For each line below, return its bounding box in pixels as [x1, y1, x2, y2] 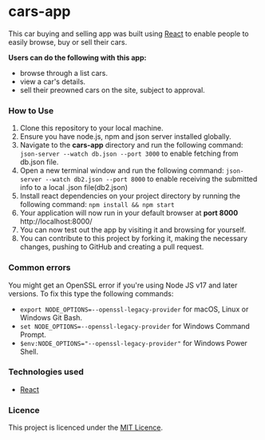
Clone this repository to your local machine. [19, 123, 164, 133]
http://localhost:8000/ [19, 216, 93, 226]
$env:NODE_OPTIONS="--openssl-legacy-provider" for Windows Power [19, 338, 247, 347]
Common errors [8, 262, 71, 273]
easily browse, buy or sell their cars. [8, 37, 128, 46]
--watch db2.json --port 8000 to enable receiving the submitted [45, 174, 258, 184]
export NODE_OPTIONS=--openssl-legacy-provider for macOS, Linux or [19, 304, 249, 314]
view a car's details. [19, 77, 86, 86]
